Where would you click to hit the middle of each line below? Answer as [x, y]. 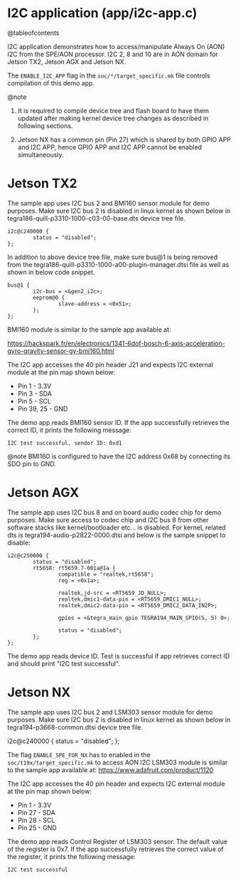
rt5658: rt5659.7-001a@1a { [74, 568]
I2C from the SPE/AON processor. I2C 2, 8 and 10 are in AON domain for [113, 54]
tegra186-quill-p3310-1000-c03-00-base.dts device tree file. [97, 218]
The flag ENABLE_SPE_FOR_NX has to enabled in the [79, 754]
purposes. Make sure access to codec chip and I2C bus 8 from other [108, 520]
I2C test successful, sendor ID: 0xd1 [65, 443]
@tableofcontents [33, 33]
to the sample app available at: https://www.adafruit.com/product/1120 [110, 769]
